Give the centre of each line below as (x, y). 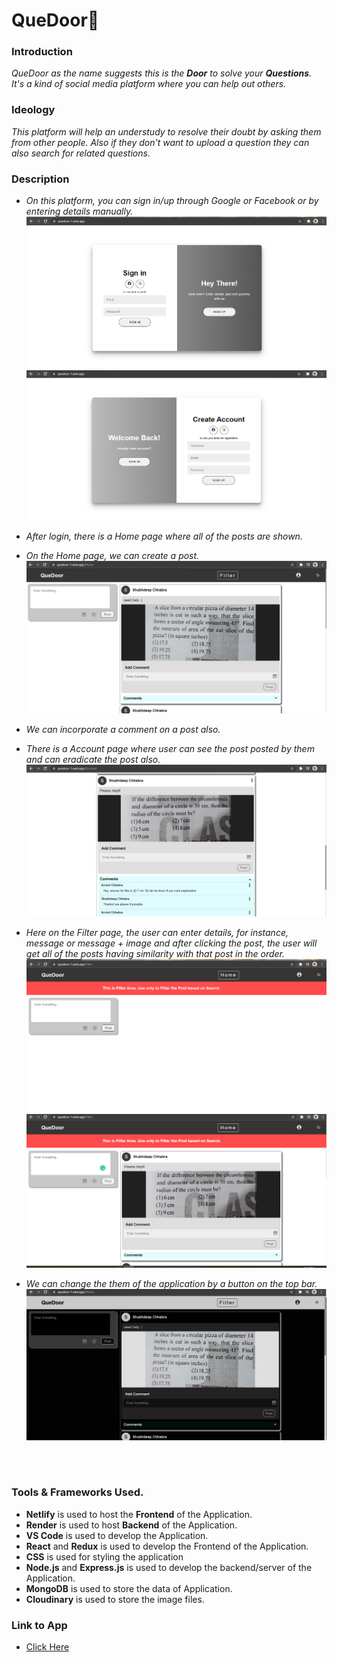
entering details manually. (79, 211)
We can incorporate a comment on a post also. (123, 729)
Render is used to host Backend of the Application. (131, 1525)
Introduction (42, 52)
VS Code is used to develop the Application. (117, 1535)
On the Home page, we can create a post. (112, 556)
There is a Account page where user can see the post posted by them (170, 748)
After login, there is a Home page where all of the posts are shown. (164, 536)
